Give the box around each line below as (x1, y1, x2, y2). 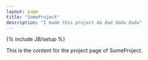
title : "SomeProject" (6, 14, 60, 20)
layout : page (6, 8, 39, 15)
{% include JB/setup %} (6, 36, 65, 43)
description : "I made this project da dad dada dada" (6, 19, 143, 25)
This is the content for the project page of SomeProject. (6, 47, 143, 54)
